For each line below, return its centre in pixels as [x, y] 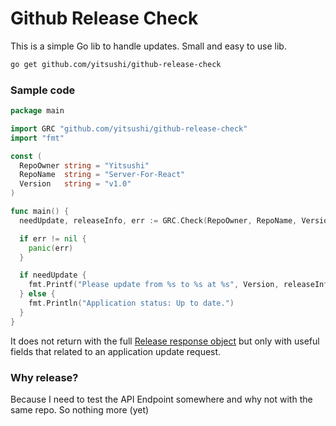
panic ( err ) [51, 248]
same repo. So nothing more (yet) [80, 410]
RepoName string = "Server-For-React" [102, 175]
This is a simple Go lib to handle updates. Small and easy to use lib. [148, 46]
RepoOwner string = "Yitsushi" [84, 165]
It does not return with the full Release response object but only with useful [165, 341]
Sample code [43, 90]
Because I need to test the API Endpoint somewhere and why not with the [161, 399]
